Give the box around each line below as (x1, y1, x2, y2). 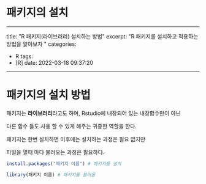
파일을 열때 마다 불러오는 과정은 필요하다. (6, 148, 105, 156)
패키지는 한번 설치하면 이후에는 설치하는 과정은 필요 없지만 (6, 135, 146, 142)
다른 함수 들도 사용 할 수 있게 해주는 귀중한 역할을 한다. (6, 122, 137, 130)
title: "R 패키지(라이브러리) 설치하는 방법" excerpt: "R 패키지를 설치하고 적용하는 (6, 32, 199, 40)
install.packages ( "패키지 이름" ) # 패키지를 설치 (6, 160, 121, 167)
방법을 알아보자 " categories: (6, 40, 77, 48)
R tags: (15, 53, 34, 60)
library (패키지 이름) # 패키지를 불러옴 (6, 172, 96, 178)
